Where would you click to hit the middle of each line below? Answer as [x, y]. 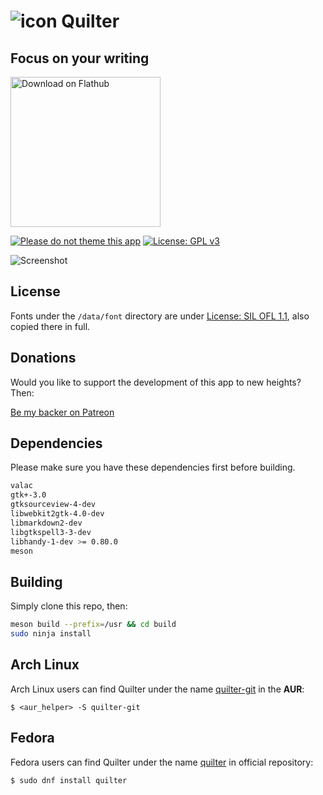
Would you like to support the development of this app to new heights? [156, 382]
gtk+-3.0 [28, 495]
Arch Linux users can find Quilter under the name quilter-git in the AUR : [157, 689]
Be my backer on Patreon [62, 412]
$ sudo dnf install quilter [69, 780]
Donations [43, 358]
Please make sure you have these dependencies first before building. [153, 467]
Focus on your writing [80, 58]
